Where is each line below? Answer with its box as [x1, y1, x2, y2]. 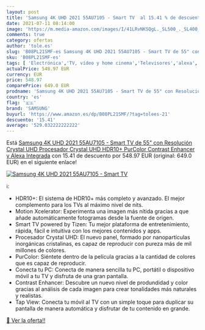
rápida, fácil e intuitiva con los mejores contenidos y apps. [15, 227, 162, 235]
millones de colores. [15, 246, 66, 254]
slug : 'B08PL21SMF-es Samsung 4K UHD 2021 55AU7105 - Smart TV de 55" [6, 49, 190, 55]
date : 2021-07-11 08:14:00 [6, 20, 75, 26]
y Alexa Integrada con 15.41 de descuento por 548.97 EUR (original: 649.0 [6, 152, 192, 159]
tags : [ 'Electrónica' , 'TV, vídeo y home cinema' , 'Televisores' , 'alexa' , [6, 60, 198, 66]
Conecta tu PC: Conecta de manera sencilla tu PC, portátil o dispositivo [15, 266, 195, 273]
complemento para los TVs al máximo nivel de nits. [15, 201, 143, 209]
